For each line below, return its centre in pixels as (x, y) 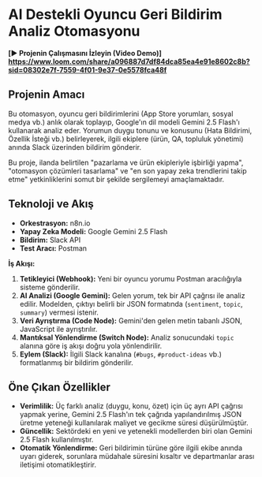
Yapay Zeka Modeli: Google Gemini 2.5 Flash (94, 231)
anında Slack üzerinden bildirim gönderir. (75, 147)
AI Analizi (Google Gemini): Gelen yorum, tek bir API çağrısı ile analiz (132, 295)
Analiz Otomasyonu (74, 31)
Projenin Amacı (47, 95)
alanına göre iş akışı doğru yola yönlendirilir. (91, 345)
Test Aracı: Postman (53, 248)
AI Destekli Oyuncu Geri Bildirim (115, 15)
